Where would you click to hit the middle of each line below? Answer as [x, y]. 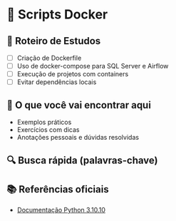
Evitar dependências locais [57, 82]
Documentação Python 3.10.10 [61, 210]
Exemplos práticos [44, 122]
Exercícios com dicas [48, 130]
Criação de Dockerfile [49, 58]
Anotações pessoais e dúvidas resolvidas [78, 138]
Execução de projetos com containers [73, 74]
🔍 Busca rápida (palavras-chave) [82, 161]
